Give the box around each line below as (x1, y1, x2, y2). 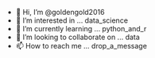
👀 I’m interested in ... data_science (15, 16, 129, 25)
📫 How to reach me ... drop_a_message (15, 42, 147, 50)
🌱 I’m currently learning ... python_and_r (15, 24, 147, 33)
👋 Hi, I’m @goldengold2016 (15, 8, 105, 16)
